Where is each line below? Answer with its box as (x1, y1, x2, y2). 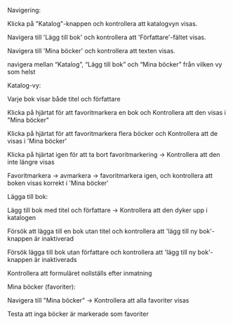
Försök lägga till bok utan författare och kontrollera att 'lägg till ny (7, 248, 197, 256)
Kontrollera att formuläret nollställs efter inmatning (7, 269, 152, 277)
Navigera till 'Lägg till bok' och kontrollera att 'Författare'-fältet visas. (7, 33, 206, 41)
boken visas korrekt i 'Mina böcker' (7, 179, 109, 187)
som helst (7, 68, 36, 76)
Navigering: (7, 6, 41, 14)
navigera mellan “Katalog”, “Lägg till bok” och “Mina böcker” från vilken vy (7, 60, 222, 69)
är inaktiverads (34, 256, 77, 263)
